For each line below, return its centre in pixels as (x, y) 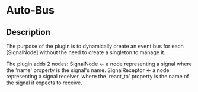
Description (28, 32)
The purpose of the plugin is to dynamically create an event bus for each (95, 46)
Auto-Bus (31, 10)
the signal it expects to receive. (44, 83)
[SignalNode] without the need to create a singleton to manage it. (86, 52)
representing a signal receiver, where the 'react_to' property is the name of (98, 76)
